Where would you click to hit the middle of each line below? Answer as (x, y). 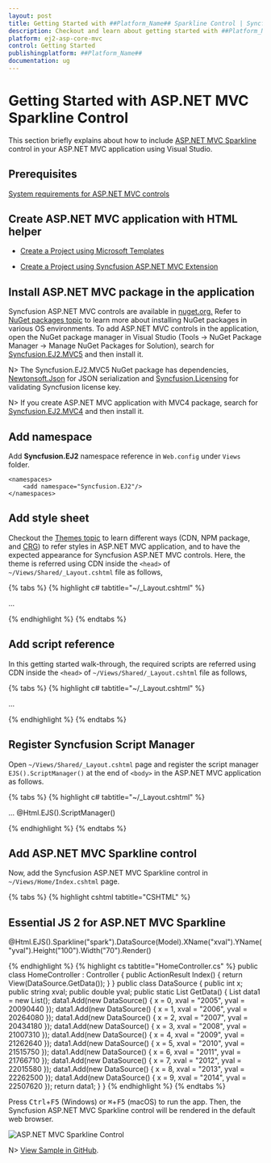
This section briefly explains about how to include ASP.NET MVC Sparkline (132, 140)
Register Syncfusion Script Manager (102, 745)
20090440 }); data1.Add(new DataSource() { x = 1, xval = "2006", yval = (128, 1009)
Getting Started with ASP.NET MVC (129, 101)
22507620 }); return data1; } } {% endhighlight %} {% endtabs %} (117, 1086)
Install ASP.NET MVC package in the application (132, 292)
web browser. (31, 1119)
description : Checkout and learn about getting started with (113, 31)
